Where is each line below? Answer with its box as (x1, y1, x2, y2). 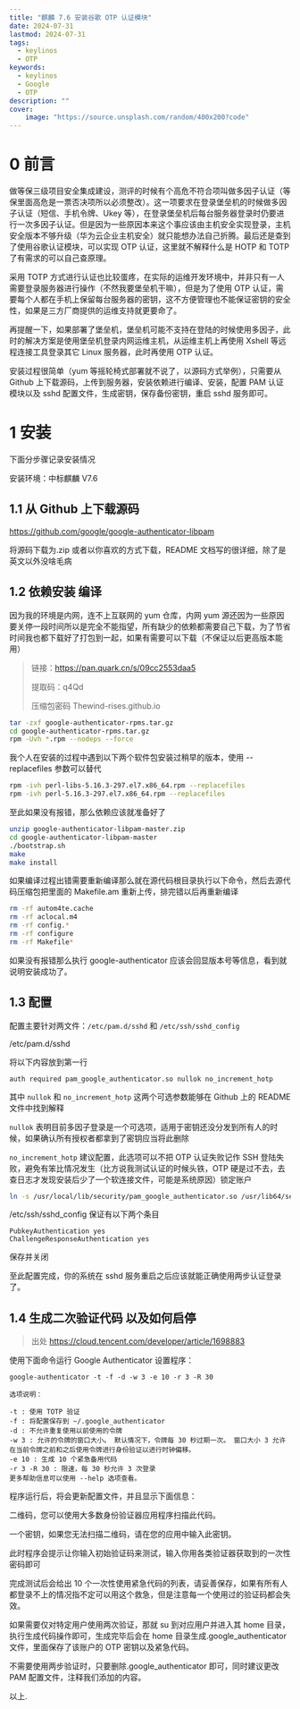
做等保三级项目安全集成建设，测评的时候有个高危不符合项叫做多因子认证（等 (9, 185, 291, 197)
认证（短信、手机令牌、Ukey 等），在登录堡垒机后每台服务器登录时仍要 (16, 208, 277, 219)
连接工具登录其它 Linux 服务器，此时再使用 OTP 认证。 (16, 346, 219, 358)
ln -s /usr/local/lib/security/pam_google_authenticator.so (9, 1192, 238, 1201)
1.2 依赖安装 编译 (9, 584, 103, 599)
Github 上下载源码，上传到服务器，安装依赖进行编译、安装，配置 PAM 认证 (9, 377, 284, 387)
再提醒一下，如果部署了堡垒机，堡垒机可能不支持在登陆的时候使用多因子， (9, 324, 283, 336)
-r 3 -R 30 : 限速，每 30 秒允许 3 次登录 (9, 1465, 156, 1474)
